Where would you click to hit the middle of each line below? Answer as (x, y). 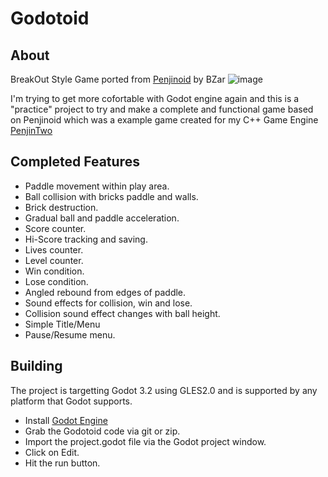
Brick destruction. (61, 207)
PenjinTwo (31, 130)
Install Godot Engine (66, 420)
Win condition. (54, 271)
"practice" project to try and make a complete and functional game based (162, 109)
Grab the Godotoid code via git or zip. (102, 431)
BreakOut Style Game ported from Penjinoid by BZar (118, 79)
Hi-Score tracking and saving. (86, 239)
